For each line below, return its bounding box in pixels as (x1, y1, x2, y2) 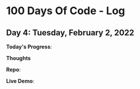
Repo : (6, 66, 21, 73)
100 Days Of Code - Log (6, 4, 126, 18)
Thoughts (6, 55, 31, 61)
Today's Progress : (6, 43, 52, 50)
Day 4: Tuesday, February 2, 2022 (6, 28, 135, 38)
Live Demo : (6, 78, 34, 84)
